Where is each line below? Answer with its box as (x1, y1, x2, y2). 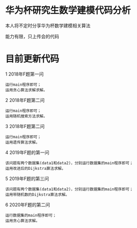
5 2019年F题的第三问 (5, 175, 50, 182)
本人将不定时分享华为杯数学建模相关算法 (5, 22, 90, 29)
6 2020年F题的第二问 (5, 201, 50, 208)
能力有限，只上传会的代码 (5, 33, 59, 39)
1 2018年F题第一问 (5, 71, 44, 77)
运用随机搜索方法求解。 (5, 113, 48, 119)
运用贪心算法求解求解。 (5, 87, 48, 92)
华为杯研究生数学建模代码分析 (5, 5, 131, 16)
